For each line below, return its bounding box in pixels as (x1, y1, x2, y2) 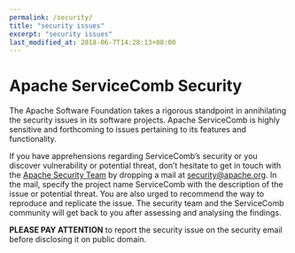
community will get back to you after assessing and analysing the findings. (9, 208, 282, 218)
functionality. (9, 134, 58, 145)
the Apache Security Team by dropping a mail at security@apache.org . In (9, 170, 277, 180)
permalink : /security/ (9, 12, 93, 22)
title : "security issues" (9, 21, 105, 30)
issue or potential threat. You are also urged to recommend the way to (9, 188, 264, 200)
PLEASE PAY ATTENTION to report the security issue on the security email (9, 225, 283, 235)
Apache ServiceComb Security (9, 76, 243, 96)
